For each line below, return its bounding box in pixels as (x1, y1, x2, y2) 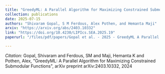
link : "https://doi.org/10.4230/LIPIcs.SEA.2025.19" (5, 30, 115, 35)
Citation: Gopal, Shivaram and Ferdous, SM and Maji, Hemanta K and (5, 52, 144, 58)
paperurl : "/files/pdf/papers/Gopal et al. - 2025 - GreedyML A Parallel (5, 35, 160, 40)
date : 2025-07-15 (5, 16, 41, 21)
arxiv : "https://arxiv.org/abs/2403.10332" (5, 26, 96, 31)
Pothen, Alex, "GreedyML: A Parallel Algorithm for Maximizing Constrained (5, 58, 156, 64)
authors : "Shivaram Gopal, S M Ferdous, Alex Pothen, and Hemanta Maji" (5, 21, 157, 26)
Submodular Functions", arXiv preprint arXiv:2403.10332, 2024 (5, 63, 133, 69)
